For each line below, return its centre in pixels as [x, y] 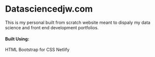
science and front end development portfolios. [52, 27]
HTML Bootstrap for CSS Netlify [37, 50]
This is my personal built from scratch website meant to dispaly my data [78, 22]
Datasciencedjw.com [49, 9]
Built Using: [17, 39]
